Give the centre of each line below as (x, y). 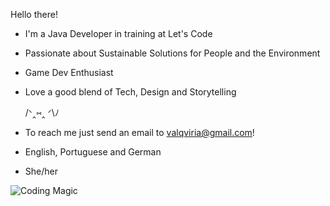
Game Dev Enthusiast (69, 72)
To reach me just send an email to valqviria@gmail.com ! (139, 132)
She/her (41, 171)
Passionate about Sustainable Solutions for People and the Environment (172, 53)
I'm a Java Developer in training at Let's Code (118, 33)
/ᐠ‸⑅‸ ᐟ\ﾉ (42, 112)
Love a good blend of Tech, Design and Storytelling (130, 92)
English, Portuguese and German (93, 152)
